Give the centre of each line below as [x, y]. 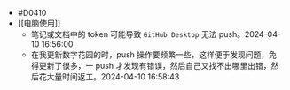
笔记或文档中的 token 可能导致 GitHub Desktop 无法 [124, 34]
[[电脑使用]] [39, 23]
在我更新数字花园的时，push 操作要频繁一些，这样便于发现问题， [150, 55]
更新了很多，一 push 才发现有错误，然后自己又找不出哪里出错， [155, 66]
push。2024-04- [250, 34]
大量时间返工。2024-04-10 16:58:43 [113, 77]
